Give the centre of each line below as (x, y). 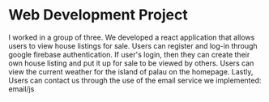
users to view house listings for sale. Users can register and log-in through (133, 45)
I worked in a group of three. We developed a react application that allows (132, 37)
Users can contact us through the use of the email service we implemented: (135, 80)
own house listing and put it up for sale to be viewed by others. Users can (131, 63)
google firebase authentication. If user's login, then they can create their (129, 54)
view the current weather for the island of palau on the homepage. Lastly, (131, 71)
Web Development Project (98, 15)
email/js (21, 89)
